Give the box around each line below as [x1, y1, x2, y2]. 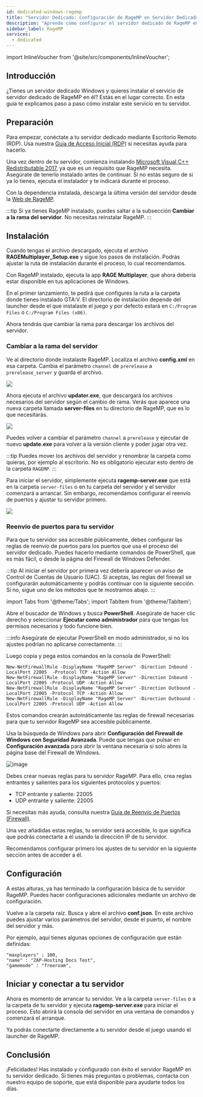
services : [6, 31, 31, 37]
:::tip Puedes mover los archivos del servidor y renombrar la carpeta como [6, 452, 192, 459]
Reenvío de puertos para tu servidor [6, 522, 115, 530]
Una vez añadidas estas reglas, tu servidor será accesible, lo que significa [6, 827, 192, 834]
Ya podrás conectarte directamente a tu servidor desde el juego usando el [6, 1026, 192, 1033]
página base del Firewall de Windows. [6, 749, 101, 756]
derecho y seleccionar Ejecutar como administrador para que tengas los [6, 616, 189, 623]
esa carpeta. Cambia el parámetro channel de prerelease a [6, 362, 152, 369]
